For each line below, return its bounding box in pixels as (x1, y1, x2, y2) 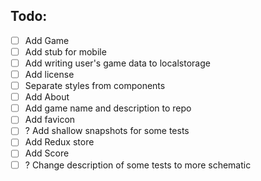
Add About (24, 91, 70, 103)
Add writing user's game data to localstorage (24, 57, 211, 69)
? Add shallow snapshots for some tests (24, 125, 190, 137)
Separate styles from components (24, 80, 166, 92)
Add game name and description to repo (24, 102, 192, 114)
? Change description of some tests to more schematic (24, 159, 252, 171)
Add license (24, 69, 75, 80)
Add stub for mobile (24, 45, 107, 58)
